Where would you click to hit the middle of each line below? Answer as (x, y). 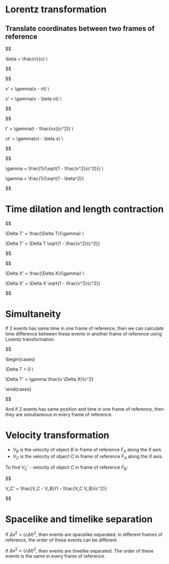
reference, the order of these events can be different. (62, 540)
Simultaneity (33, 314)
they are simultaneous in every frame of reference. (59, 414)
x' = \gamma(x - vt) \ (27, 89)
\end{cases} (18, 389)
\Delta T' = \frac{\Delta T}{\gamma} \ (45, 233)
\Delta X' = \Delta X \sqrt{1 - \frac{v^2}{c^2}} (53, 283)
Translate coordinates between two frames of (80, 29)
